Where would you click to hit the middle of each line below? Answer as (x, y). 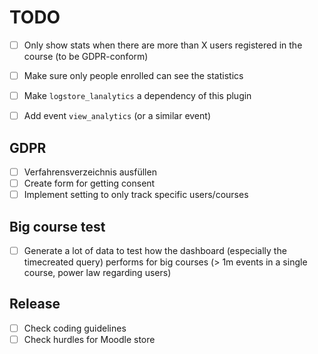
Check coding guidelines (75, 328)
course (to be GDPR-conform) (86, 56)
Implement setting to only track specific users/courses (136, 195)
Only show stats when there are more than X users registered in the (163, 45)
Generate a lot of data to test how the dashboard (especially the (155, 250)
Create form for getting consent (89, 183)
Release (35, 304)
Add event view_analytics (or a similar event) (117, 116)
